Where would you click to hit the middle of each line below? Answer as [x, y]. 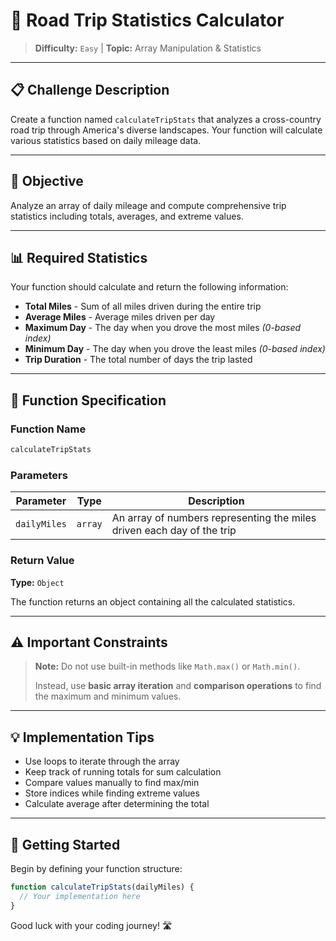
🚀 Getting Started [65, 844]
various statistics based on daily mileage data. [106, 140]
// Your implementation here [80, 896]
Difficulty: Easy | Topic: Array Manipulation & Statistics [148, 48]
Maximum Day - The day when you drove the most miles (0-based [163, 328]
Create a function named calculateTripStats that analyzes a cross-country [166, 119]
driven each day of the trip [174, 531]
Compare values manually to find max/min [112, 783]
